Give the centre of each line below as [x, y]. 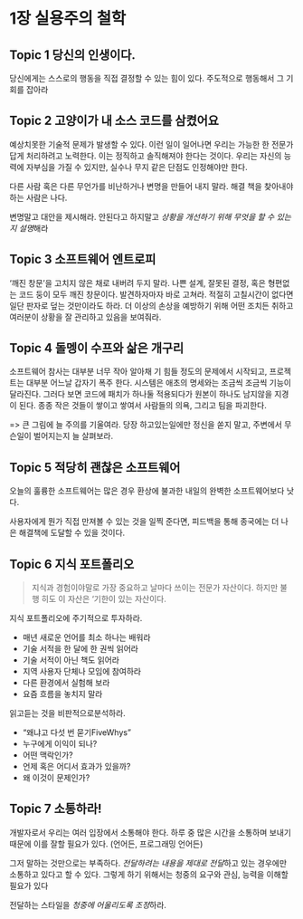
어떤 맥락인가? [48, 755]
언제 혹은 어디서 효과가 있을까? [76, 767]
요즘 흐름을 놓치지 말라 [62, 694]
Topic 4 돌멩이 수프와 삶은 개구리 [97, 348]
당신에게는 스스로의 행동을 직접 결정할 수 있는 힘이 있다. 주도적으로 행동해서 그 [147, 78]
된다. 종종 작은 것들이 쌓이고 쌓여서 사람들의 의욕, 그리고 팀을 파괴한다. [142, 406]
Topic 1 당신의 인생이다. [72, 55]
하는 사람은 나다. [38, 197]
